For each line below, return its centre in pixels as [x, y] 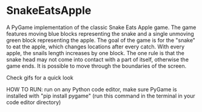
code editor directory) [34, 102]
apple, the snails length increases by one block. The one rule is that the [96, 53]
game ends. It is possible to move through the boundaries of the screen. [96, 66]
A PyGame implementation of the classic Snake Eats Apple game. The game [101, 27]
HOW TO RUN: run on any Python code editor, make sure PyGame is [92, 89]
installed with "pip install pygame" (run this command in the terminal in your [101, 96]
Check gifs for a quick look [40, 77]
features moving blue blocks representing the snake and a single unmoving [100, 33]
